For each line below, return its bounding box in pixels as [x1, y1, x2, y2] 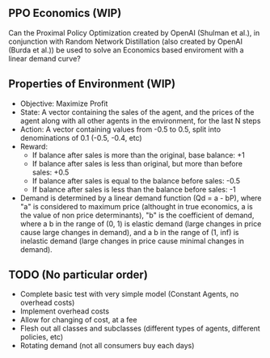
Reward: [19, 141, 49, 151]
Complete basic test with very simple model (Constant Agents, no [19, 289, 239, 299]
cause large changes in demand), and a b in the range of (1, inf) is [19, 227, 239, 237]
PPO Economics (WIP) [8, 6, 122, 20]
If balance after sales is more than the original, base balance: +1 [32, 150, 245, 160]
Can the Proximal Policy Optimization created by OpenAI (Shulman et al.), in [8, 27, 260, 37]
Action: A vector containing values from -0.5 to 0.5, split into [19, 124, 221, 134]
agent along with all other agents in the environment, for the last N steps [19, 116, 261, 125]
